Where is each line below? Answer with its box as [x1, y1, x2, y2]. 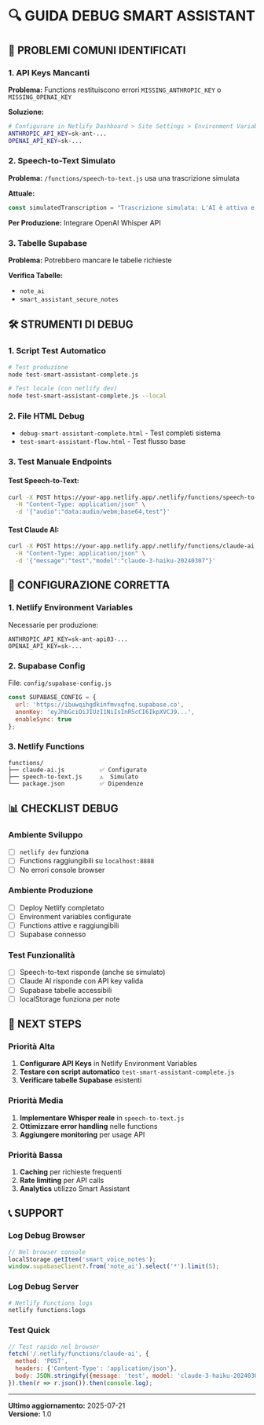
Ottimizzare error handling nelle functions [19, 1121, 158, 1130]
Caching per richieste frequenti [19, 1167, 122, 1176]
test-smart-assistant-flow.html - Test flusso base [19, 437, 186, 446]
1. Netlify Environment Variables [8, 603, 134, 614]
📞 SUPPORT [8, 1207, 64, 1220]
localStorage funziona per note [19, 994, 120, 1003]
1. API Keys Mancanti [8, 67, 90, 78]
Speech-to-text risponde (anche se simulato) [19, 968, 166, 977]
